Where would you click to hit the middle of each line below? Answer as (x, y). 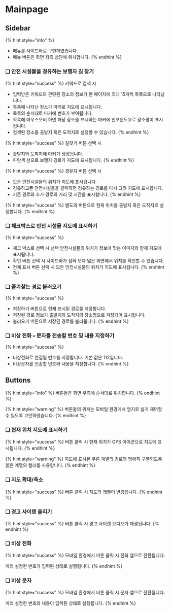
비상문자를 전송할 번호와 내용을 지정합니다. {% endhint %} (71, 364)
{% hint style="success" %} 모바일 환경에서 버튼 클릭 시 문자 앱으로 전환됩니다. (85, 593)
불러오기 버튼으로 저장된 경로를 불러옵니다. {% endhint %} (71, 321)
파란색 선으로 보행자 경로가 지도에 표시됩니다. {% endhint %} (73, 160)
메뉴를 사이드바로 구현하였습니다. (45, 51)
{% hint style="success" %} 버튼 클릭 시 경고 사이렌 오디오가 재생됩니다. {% (82, 523)
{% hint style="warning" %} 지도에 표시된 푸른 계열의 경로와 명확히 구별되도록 (84, 459)
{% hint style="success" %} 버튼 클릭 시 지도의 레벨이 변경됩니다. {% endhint (84, 492)
